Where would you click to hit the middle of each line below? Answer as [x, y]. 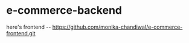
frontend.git [21, 33]
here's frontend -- [29, 27]
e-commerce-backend [64, 10]
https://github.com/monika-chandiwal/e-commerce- [117, 27]
